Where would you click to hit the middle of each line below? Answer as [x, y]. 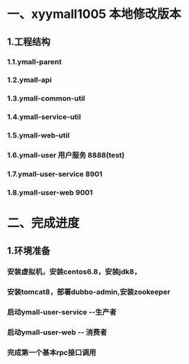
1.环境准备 [29, 251]
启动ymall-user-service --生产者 [62, 312]
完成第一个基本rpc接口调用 [52, 353]
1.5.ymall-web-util [38, 136]
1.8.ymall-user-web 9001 [50, 192]
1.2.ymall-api [30, 80]
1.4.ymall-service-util [44, 117]
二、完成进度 [44, 223]
